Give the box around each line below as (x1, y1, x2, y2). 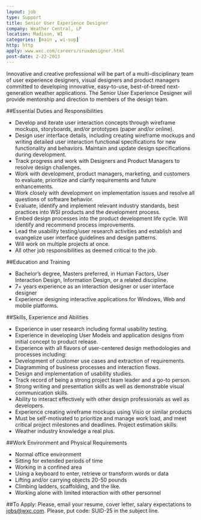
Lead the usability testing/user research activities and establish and (14, 227, 182, 234)
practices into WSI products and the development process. (14, 208, 161, 215)
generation (6, 89, 33, 96)
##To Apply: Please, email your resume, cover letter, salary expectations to (6, 500, 192, 508)
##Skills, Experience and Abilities (6, 313, 89, 320)
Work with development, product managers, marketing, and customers (14, 170, 190, 177)
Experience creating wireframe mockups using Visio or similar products (14, 408, 192, 415)
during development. (14, 151, 67, 158)
